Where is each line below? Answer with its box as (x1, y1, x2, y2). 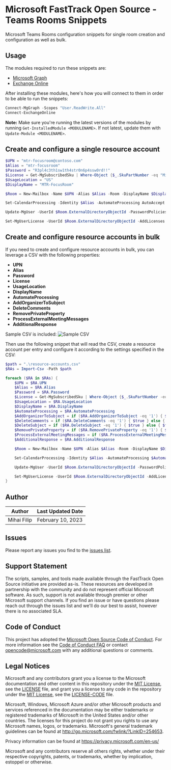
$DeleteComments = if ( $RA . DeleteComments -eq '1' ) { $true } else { (14, 418, 165, 423)
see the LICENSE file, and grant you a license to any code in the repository (5, 686, 162, 692)
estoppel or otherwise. (5, 759, 52, 765)
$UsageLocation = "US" (5, 177, 53, 182)
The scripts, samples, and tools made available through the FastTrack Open (5, 575, 164, 582)
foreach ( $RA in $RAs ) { (5, 375, 58, 380)
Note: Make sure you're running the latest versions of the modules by (5, 119, 151, 125)
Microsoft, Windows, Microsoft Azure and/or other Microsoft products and (5, 701, 161, 707)
